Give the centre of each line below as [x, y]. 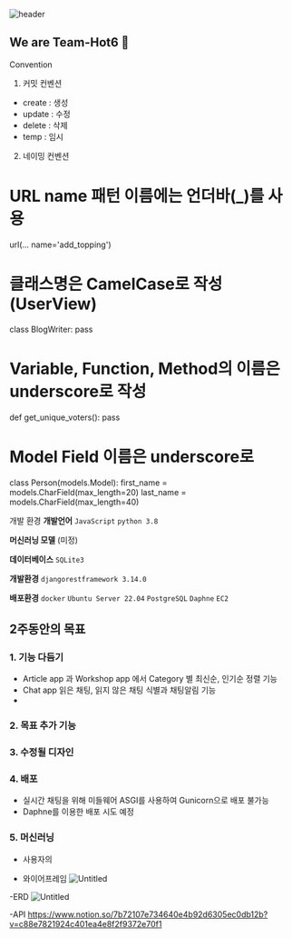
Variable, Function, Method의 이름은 [145, 369]
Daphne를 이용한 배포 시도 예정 [78, 812]
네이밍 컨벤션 [46, 155]
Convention [31, 65]
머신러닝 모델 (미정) [44, 540]
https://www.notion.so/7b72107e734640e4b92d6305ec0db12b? [148, 914]
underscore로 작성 [78, 391]
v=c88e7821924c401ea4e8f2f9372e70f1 [86, 923]
